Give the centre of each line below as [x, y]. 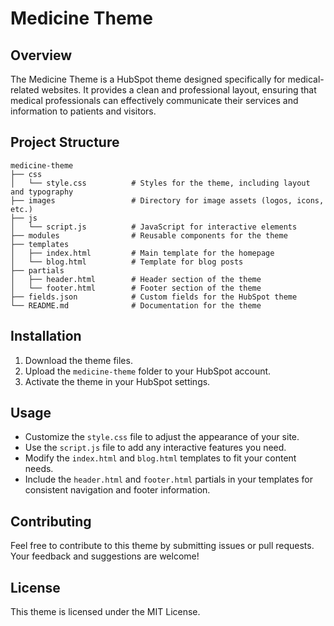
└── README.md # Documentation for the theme [136, 305]
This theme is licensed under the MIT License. [105, 612]
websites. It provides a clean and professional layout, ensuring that [179, 90]
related [25, 90]
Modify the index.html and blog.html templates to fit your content [160, 458]
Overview [41, 55]
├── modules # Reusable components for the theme [149, 235]
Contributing [51, 521]
